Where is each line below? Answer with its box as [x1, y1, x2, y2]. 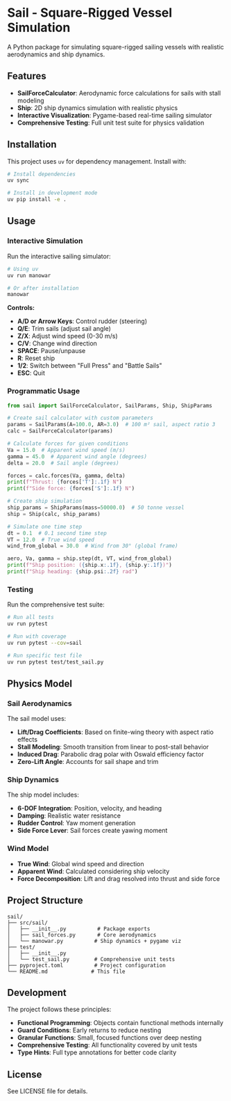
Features [7, 70, 46, 82]
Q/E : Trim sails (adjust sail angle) [17, 325, 111, 333]
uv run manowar [7, 272, 51, 279]
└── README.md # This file [7, 968, 126, 975]
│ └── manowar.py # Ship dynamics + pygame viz [7, 937, 182, 944]
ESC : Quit [17, 369, 45, 377]
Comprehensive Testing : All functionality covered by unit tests [17, 1041, 198, 1049]
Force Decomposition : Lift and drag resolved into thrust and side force [17, 874, 221, 882]
